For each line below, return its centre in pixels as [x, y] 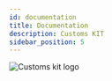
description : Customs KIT [56, 33]
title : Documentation [49, 26]
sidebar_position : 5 [47, 42]
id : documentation [43, 17]
